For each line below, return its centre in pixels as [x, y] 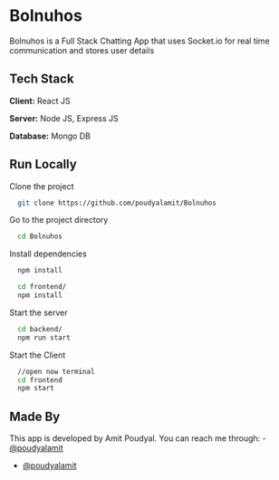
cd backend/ [40, 329]
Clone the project [42, 186]
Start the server [38, 312]
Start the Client [38, 355]
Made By [35, 416]
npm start [36, 389]
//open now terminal [56, 371]
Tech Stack [42, 79]
